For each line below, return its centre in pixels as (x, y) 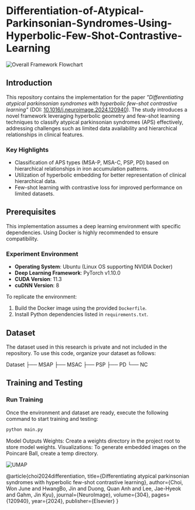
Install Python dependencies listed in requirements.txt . (81, 315)
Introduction (29, 83)
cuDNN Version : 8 (37, 285)
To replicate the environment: (42, 297)
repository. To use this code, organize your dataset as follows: (81, 353)
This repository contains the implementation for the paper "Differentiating (95, 97)
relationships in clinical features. (45, 134)
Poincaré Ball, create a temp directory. (52, 453)
